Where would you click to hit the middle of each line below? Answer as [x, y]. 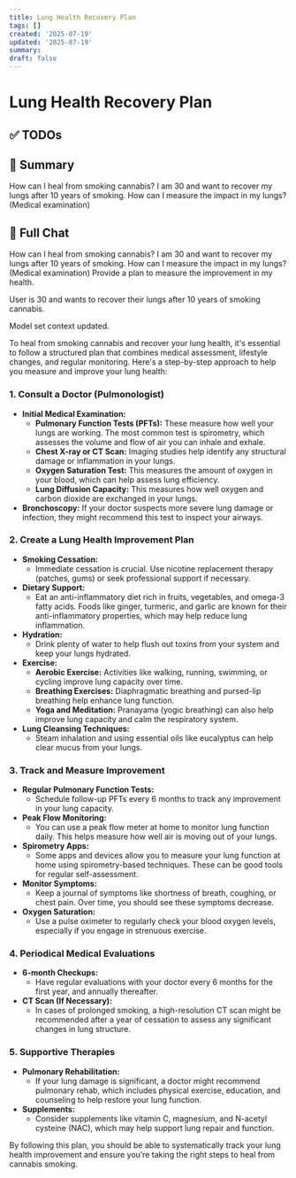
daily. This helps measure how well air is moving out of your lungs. [156, 836]
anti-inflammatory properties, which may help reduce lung [141, 615]
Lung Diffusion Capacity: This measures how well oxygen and [149, 489]
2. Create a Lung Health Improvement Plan [102, 540]
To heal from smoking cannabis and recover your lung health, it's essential [145, 343]
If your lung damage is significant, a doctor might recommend [148, 1081]
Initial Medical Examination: [74, 413]
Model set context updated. [60, 326]
